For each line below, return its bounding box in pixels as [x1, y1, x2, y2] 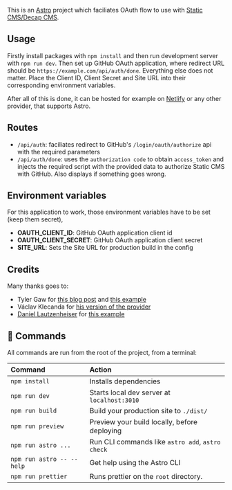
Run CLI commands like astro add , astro [89, 437, 221, 447]
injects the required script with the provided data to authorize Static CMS [17, 162, 225, 170]
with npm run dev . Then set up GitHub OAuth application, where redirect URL [7, 59, 225, 67]
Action [89, 365, 112, 374]
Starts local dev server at [89, 388, 171, 397]
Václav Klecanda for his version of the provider [17, 302, 151, 311]
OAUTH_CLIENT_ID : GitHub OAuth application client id [17, 228, 173, 237]
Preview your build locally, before [89, 417, 198, 427]
